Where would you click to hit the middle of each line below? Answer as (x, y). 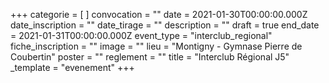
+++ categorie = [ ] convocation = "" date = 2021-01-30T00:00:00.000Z (159, 14)
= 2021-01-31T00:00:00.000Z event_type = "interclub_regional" (141, 35)
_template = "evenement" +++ (72, 67)
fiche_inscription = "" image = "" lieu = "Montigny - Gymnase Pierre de (156, 46)
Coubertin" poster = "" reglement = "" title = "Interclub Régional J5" (150, 57)
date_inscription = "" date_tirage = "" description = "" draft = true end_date (165, 25)
